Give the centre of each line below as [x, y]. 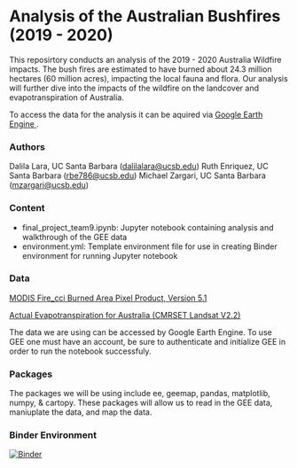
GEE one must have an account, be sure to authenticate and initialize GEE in [148, 341]
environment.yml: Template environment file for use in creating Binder [149, 246]
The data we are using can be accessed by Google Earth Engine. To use [141, 332]
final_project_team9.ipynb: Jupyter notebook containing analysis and [148, 227]
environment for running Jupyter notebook [100, 255]
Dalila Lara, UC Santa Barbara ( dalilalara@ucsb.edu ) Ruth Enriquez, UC [139, 167]
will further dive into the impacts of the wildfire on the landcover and [134, 88]
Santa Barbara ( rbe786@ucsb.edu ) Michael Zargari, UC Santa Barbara [137, 175]
